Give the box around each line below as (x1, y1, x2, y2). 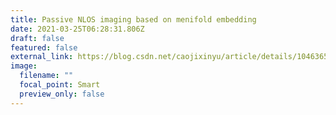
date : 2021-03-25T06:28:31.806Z (10, 24, 145, 34)
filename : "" (19, 71, 74, 81)
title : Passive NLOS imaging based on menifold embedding (10, 14, 257, 25)
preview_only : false (19, 89, 105, 99)
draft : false (10, 33, 65, 43)
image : (10, 61, 38, 71)
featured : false (10, 42, 78, 53)
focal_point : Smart (19, 80, 101, 90)
